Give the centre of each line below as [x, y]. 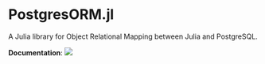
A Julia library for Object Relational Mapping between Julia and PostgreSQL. [133, 36]
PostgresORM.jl [61, 15]
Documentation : [36, 52]
